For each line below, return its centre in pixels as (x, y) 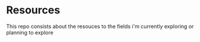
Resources (33, 10)
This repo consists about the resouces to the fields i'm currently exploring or (100, 26)
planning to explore (30, 32)
